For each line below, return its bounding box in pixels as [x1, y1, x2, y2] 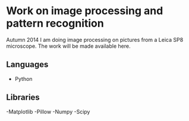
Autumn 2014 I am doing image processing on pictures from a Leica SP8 [6, 36, 184, 43]
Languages [6, 60, 49, 70]
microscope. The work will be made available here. [6, 42, 131, 50]
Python [14, 75, 33, 82]
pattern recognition [6, 17, 104, 30]
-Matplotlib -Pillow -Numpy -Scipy [6, 108, 90, 115]
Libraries [6, 93, 40, 103]
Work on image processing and [6, 4, 163, 18]
